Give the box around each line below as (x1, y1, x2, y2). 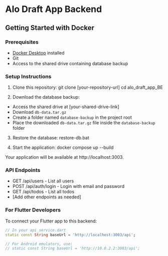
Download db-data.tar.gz (12, 109, 67, 115)
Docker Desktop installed (12, 50, 65, 56)
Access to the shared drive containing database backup (12, 60, 128, 66)
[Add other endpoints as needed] (12, 194, 81, 200)
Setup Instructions (5, 73, 52, 80)
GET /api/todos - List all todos (12, 189, 75, 195)
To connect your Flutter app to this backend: (5, 218, 97, 224)
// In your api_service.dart (5, 227, 66, 232)
